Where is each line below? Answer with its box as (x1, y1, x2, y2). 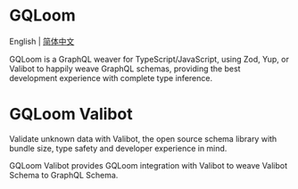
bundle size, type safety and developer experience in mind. (9, 143, 228, 153)
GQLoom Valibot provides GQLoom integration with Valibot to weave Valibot (9, 160, 288, 170)
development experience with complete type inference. (9, 72, 212, 83)
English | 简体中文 (9, 36, 75, 46)
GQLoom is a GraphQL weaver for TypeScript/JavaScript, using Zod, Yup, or (9, 53, 290, 64)
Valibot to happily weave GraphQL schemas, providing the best (9, 63, 241, 74)
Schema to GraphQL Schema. (9, 169, 119, 180)
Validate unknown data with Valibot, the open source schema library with (9, 133, 277, 144)
